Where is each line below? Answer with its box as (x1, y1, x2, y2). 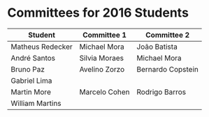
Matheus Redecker (10, 42, 73, 52)
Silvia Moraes (79, 53, 124, 63)
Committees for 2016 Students (7, 5, 189, 21)
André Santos (10, 53, 56, 63)
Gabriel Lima (10, 75, 52, 85)
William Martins (10, 98, 62, 108)
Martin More (10, 87, 51, 97)
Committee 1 (82, 30, 127, 40)
